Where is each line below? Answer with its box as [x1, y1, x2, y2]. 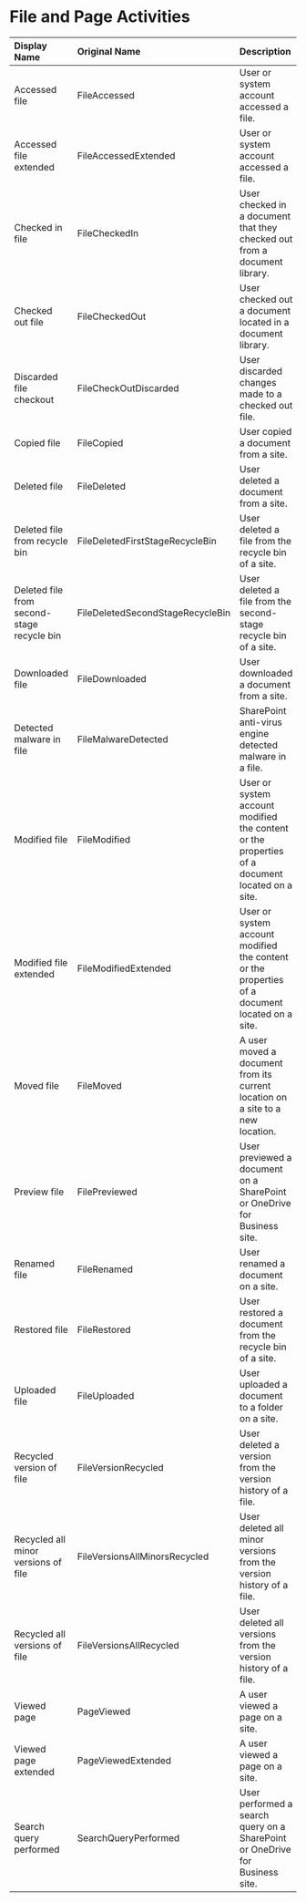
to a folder [240, 1401, 284, 1413]
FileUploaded [76, 1389, 135, 1401]
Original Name [76, 45, 141, 57]
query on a [240, 1820, 286, 1833]
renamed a [240, 1256, 286, 1269]
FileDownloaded [76, 672, 148, 685]
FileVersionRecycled [76, 1461, 164, 1473]
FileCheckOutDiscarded [76, 381, 179, 394]
